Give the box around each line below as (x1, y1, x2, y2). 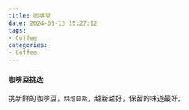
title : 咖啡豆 (8, 11, 52, 20)
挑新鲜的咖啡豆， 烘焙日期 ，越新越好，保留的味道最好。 (8, 93, 185, 104)
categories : (8, 41, 48, 49)
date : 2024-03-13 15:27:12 (8, 19, 98, 27)
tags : (8, 26, 26, 34)
